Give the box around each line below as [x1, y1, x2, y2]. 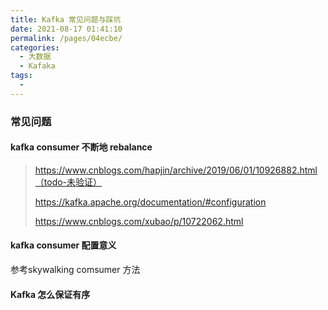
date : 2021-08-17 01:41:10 [10, 24, 123, 34]
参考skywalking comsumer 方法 [10, 264, 141, 276]
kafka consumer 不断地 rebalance [10, 141, 153, 153]
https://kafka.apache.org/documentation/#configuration [34, 196, 267, 208]
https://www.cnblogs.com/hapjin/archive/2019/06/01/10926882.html [34, 164, 318, 176]
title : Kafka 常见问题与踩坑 [10, 14, 122, 25]
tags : [10, 71, 33, 81]
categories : [10, 42, 60, 53]
